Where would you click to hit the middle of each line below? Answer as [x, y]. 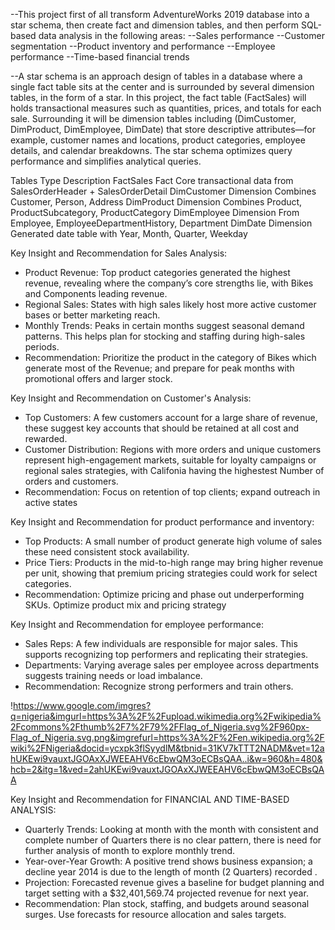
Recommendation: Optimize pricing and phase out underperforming [164, 594]
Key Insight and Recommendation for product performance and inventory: [162, 522]
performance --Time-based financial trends [100, 57]
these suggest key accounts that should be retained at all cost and [162, 428]
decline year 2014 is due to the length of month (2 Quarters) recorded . [171, 872]
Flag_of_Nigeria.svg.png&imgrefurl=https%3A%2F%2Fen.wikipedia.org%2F [167, 737]
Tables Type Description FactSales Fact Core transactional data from [152, 180]
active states [51, 502]
